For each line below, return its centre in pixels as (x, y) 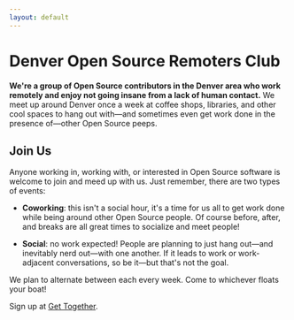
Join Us (31, 151)
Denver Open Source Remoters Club (145, 61)
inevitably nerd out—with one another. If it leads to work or (129, 254)
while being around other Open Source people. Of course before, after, (151, 217)
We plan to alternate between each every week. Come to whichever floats (144, 280)
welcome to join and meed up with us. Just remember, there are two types (145, 181)
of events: (27, 191)
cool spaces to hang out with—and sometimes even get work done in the (143, 114)
